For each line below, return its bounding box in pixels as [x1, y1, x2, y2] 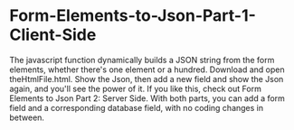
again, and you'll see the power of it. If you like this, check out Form [9, 83, 262, 94]
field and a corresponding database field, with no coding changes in [9, 102, 264, 113]
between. [9, 112, 45, 123]
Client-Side [9, 24, 97, 45]
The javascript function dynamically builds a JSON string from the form [9, 54, 275, 65]
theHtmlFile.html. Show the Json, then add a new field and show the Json [9, 73, 284, 84]
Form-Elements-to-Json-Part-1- [9, 5, 256, 26]
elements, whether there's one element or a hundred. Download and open [9, 64, 285, 75]
